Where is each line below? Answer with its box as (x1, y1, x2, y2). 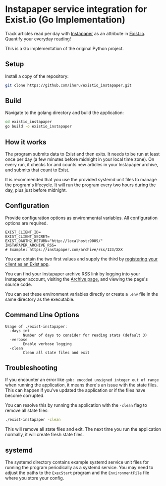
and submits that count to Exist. (5, 167, 70, 173)
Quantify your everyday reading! (5, 36, 71, 42)
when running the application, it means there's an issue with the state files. (5, 382, 158, 388)
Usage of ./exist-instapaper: (5, 324, 68, 329)
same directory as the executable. (5, 296, 75, 302)
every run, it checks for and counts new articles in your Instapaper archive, (5, 162, 159, 167)
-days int (9, 328, 30, 333)
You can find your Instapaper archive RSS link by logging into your (5, 270, 140, 277)
